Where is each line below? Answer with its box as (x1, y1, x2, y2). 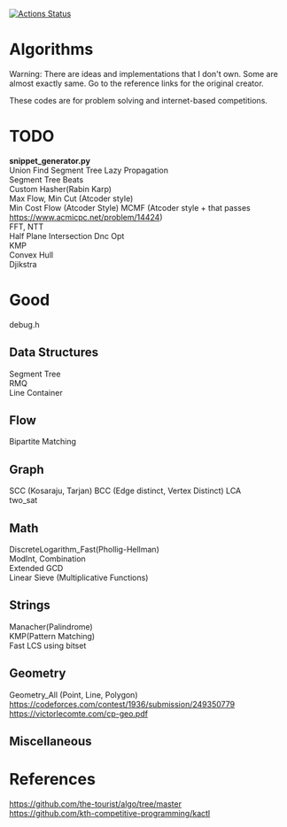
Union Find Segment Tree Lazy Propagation (9, 165, 168, 175)
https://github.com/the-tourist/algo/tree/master (9, 799, 182, 809)
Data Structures (9, 345, 99, 360)
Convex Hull (9, 249, 54, 260)
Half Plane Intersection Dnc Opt (9, 230, 125, 241)
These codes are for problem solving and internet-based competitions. (9, 95, 268, 105)
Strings (9, 598, 50, 613)
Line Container (9, 387, 64, 398)
